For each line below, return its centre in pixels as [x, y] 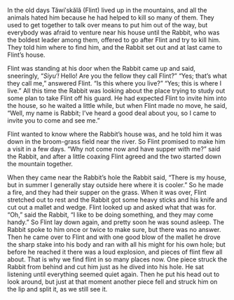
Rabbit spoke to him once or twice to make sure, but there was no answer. [114, 230]
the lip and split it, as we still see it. [57, 289]
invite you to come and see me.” [54, 121]
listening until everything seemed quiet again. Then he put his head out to [113, 274]
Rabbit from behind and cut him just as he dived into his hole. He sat [106, 267]
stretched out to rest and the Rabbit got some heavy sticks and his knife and [117, 200]
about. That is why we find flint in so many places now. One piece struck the [117, 259]
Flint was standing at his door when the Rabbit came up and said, [102, 68]
